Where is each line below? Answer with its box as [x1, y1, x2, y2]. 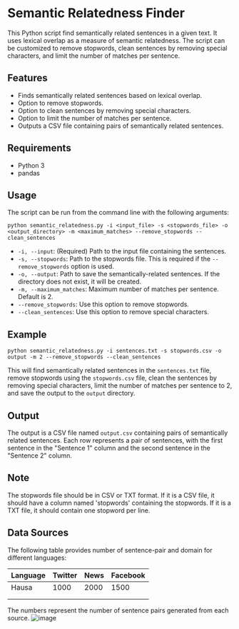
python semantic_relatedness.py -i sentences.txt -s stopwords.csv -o [7, 348, 222, 355]
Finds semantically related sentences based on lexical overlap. [17, 91, 203, 99]
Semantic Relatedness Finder [7, 5, 185, 21]
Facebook [111, 570, 146, 580]
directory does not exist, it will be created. [17, 277, 142, 286]
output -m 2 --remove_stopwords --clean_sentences [7, 353, 161, 361]
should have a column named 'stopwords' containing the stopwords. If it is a [7, 498, 232, 507]
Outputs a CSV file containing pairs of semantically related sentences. [17, 121, 224, 130]
